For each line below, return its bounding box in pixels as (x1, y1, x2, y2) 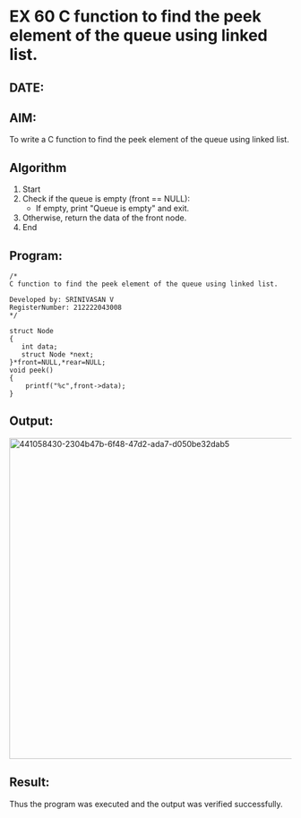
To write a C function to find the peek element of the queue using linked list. (9, 134, 289, 145)
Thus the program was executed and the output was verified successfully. (9, 798, 284, 809)
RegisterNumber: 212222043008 (9, 303, 123, 313)
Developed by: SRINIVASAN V (9, 296, 115, 305)
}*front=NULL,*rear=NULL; (9, 358, 106, 367)
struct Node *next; (21, 350, 94, 359)
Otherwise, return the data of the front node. (21, 212, 187, 223)
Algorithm (9, 159, 67, 176)
